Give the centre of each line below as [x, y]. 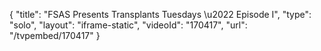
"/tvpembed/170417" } [55, 35]
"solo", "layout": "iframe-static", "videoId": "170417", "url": [128, 25]
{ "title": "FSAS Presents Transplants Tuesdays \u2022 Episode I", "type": [160, 14]
